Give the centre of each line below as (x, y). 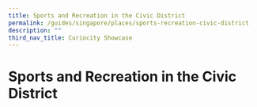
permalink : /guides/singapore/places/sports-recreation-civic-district (128, 23)
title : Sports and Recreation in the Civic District (97, 15)
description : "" (35, 30)
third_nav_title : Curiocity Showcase (70, 38)
